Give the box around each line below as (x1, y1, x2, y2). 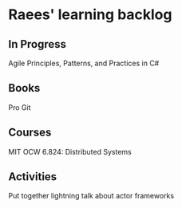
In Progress (8, 37, 66, 51)
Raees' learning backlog (8, 6, 172, 24)
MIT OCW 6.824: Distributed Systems (8, 147, 132, 156)
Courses (8, 126, 52, 139)
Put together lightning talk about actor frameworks (8, 191, 174, 201)
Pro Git (8, 102, 31, 112)
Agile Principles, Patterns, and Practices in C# (8, 58, 160, 68)
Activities (8, 170, 57, 184)
